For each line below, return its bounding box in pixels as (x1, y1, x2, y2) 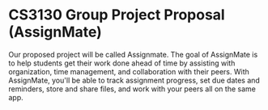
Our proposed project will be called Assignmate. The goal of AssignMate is (8, 49, 258, 59)
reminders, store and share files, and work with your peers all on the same (8, 83, 257, 94)
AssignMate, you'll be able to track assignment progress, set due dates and (8, 75, 261, 85)
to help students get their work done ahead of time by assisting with (8, 58, 236, 68)
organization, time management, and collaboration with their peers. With (8, 66, 249, 76)
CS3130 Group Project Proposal (8, 6, 225, 24)
